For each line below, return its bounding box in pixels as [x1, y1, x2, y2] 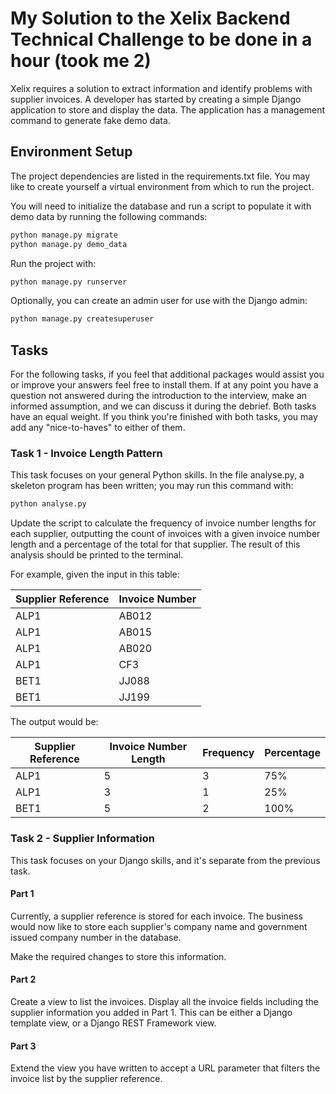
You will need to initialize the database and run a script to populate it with [10, 200, 312, 212]
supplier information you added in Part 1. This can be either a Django [10, 1006, 293, 1018]
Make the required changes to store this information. [10, 950, 227, 962]
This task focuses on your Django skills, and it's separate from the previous [10, 854, 321, 866]
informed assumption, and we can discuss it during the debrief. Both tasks [10, 400, 317, 412]
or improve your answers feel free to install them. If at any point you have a [10, 379, 319, 391]
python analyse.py [10, 499, 87, 509]
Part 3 [10, 1040, 37, 1052]
